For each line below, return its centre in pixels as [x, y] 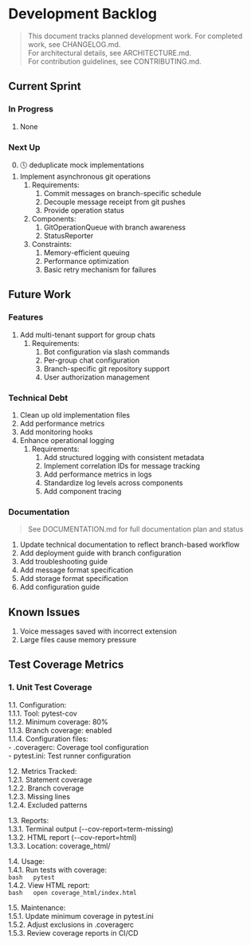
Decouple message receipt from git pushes [114, 202]
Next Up [24, 147]
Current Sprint [45, 86]
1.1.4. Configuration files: [49, 739]
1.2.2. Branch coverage [46, 788]
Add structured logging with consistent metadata [124, 457]
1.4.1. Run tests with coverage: [58, 869]
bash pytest [32, 877]
